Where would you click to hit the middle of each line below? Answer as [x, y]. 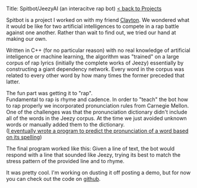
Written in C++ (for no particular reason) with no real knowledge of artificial [99, 50]
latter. [13, 82]
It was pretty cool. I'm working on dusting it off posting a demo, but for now [99, 173]
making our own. [27, 39]
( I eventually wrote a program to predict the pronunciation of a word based [97, 131]
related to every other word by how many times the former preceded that [96, 75]
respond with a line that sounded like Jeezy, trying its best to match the [93, 155]
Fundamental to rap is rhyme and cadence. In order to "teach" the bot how [97, 99]
